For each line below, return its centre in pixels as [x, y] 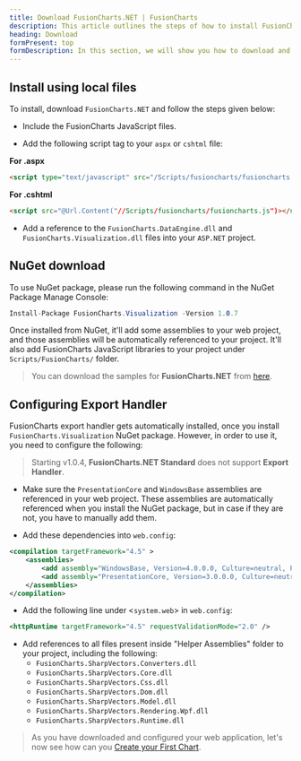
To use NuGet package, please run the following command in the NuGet [142, 287]
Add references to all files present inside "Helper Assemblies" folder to [153, 644]
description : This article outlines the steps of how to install [133, 26]
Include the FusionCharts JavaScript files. [99, 125]
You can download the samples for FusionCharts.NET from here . [152, 376]
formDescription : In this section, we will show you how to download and [150, 51]
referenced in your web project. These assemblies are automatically [147, 499]
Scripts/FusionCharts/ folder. [64, 359]
